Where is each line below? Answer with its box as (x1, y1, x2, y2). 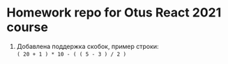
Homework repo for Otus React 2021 (6, 5, 222, 21)
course (6, 19, 48, 35)
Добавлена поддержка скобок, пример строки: (16, 42, 159, 50)
